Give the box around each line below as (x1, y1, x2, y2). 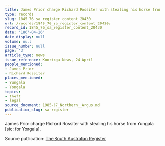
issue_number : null (5, 44, 45, 49)
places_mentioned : (5, 75, 43, 80)
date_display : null (5, 35, 45, 40)
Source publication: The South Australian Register (5, 135, 106, 141)
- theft (5, 94, 21, 98)
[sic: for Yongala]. (5, 126, 41, 132)
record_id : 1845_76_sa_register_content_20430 (5, 25, 102, 30)
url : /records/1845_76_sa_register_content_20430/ (5, 21, 111, 26)
